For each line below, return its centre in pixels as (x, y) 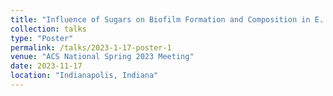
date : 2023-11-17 (46, 66)
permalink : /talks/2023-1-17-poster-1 (91, 47)
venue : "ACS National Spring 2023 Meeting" (102, 57)
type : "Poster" (42, 38)
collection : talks (48, 29)
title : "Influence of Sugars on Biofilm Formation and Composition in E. (167, 19)
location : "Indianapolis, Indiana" (84, 76)
